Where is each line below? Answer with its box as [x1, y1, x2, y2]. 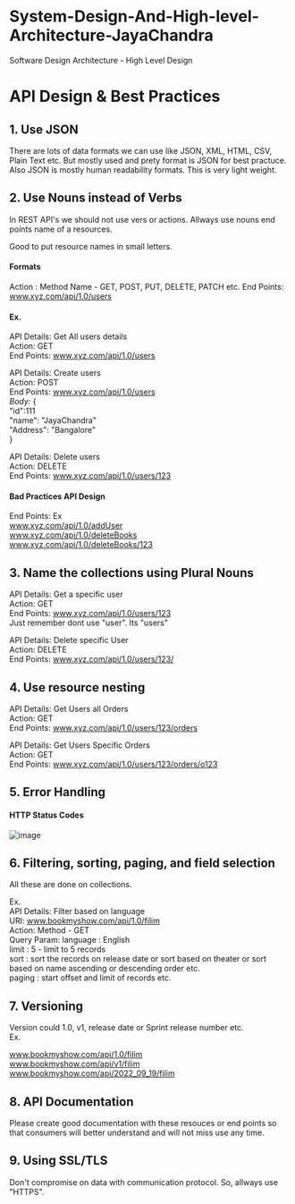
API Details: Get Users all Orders [9, 703, 129, 714]
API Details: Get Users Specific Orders [9, 740, 150, 750]
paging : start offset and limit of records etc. [9, 972, 172, 983]
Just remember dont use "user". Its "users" [9, 617, 168, 628]
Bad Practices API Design [9, 490, 105, 502]
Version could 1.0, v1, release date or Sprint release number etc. [9, 1022, 244, 1033]
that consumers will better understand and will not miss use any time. [9, 1127, 265, 1138]
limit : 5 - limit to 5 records [9, 944, 106, 954]
